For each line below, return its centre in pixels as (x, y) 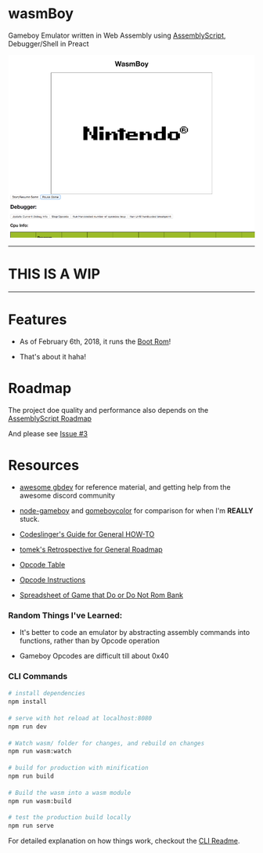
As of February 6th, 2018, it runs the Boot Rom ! (95, 341)
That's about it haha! (52, 356)
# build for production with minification (78, 768)
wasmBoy (41, 14)
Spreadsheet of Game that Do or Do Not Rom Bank (101, 595)
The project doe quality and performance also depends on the (108, 410)
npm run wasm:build (40, 801)
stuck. (29, 519)
